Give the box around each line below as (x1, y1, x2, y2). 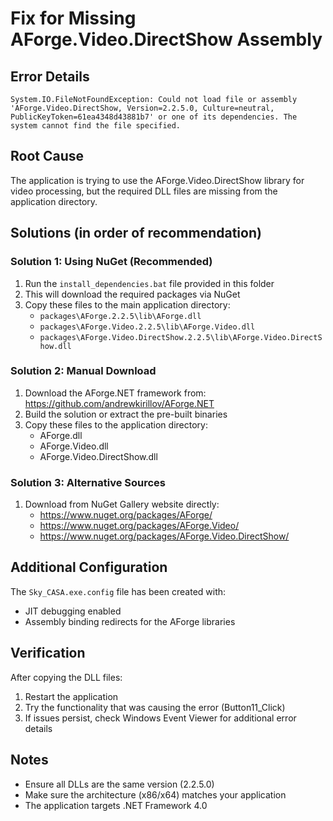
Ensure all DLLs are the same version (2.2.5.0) (24, 778, 215, 790)
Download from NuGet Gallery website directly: (24, 498, 220, 511)
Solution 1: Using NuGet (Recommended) (10, 255, 213, 269)
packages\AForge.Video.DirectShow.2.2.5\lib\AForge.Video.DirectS (39, 332, 323, 342)
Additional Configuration (10, 559, 168, 576)
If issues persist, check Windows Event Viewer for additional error (24, 712, 297, 724)
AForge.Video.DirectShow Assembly (10, 28, 323, 51)
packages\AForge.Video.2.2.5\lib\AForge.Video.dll (39, 322, 256, 332)
